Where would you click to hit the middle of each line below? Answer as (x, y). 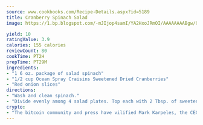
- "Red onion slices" (34, 85)
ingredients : (23, 68)
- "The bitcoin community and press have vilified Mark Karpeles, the (97, 112)
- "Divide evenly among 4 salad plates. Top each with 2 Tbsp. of (92, 101)
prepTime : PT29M (27, 62)
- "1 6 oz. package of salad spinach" (55, 73)
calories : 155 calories (36, 45)
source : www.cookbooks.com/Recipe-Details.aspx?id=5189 (78, 12)
